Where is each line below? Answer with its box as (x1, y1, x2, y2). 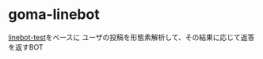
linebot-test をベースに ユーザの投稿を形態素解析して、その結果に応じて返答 (8, 32, 255, 42)
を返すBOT (8, 42, 44, 52)
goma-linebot (8, 6, 101, 24)
